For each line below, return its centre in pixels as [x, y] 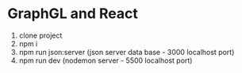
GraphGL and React [73, 14]
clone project [40, 35]
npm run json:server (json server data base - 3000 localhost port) [127, 52]
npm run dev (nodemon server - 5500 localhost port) [106, 60]
